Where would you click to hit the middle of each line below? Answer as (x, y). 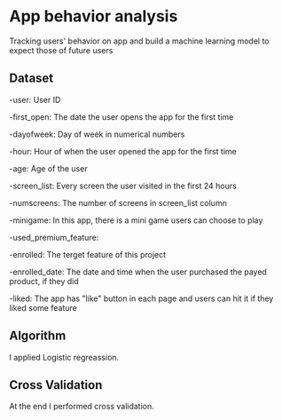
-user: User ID (35, 99)
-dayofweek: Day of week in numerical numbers (97, 134)
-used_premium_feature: (54, 237)
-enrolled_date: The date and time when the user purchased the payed (138, 272)
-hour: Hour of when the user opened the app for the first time (123, 151)
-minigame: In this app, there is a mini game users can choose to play (136, 220)
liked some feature (43, 307)
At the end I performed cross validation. (82, 407)
